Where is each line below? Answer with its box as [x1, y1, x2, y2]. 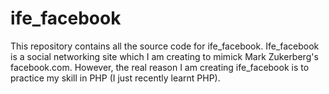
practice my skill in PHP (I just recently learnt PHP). [10, 72, 221, 84]
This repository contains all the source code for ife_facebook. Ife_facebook [10, 40, 320, 52]
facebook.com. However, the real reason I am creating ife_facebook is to [10, 61, 310, 73]
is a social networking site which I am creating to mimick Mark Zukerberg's [10, 50, 319, 62]
